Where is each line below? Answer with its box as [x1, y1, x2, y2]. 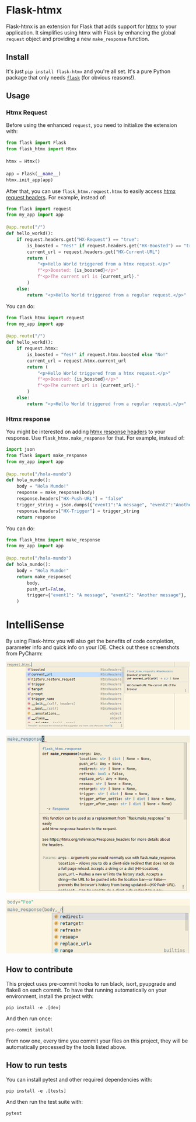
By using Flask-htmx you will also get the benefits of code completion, [6, 638, 175, 645]
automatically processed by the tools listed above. [6, 1043, 127, 1050]
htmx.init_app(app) [6, 177, 54, 183]
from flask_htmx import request [6, 315, 85, 320]
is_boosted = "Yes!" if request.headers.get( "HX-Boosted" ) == [27, 243, 181, 248]
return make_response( [16, 574, 72, 579]
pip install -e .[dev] [6, 1004, 61, 1010]
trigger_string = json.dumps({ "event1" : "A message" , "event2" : [16, 502, 174, 508]
